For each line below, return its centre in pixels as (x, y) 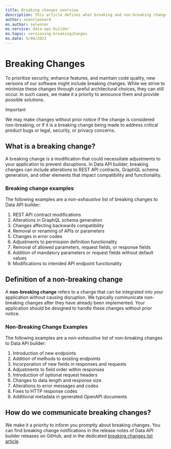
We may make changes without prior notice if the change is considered (80, 119)
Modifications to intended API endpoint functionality (67, 263)
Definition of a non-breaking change (64, 280)
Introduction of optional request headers (55, 375)
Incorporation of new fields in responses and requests (69, 364)
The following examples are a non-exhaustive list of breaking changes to (82, 199)
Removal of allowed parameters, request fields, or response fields (82, 247)
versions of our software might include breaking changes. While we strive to (85, 83)
